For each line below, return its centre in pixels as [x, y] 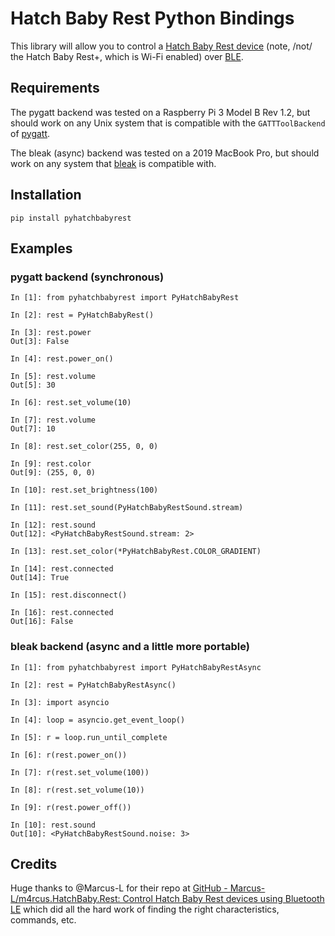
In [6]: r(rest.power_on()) [69, 755]
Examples [41, 248]
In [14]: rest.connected [62, 569]
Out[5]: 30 [33, 385]
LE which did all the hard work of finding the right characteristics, [145, 909]
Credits [34, 863]
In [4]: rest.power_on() [62, 359]
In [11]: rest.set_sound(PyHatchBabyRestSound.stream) [127, 508]
